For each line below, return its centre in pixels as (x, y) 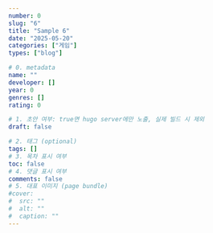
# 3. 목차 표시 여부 (37, 156)
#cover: (21, 194)
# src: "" (27, 202)
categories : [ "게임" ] (43, 46)
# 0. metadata (32, 68)
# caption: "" (34, 216)
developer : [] (32, 82)
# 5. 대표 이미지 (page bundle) (58, 186)
